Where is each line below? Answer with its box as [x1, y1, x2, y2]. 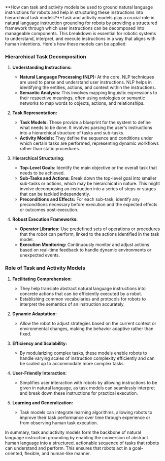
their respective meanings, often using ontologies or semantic [19, 95, 145, 101]
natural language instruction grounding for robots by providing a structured [5, 20, 158, 26]
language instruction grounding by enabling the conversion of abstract [5, 434, 149, 440]
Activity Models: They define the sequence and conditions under [19, 135, 153, 141]
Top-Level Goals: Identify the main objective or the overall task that [19, 165, 157, 171]
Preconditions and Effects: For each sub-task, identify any [19, 196, 140, 202]
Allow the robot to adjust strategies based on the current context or [19, 320, 157, 326]
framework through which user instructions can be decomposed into [5, 25, 144, 31]
